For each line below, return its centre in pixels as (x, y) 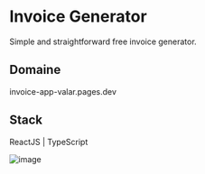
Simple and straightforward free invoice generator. (103, 41)
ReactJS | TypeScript (49, 142)
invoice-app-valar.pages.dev (63, 91)
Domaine (35, 70)
